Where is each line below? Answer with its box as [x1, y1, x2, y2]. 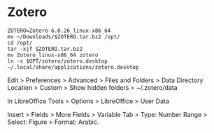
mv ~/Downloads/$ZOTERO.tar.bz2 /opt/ [7, 33, 120, 40]
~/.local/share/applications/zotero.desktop [7, 63, 139, 70]
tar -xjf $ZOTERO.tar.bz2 [7, 45, 83, 52]
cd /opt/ [7, 39, 33, 46]
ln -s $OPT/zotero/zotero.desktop [7, 57, 108, 65]
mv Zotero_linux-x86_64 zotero [7, 52, 99, 58]
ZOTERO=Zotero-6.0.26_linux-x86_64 [7, 27, 111, 34]
